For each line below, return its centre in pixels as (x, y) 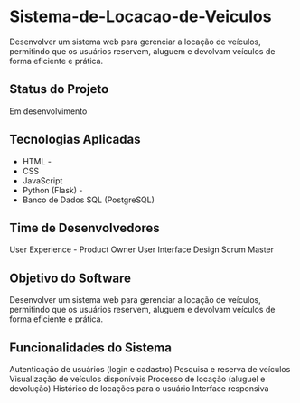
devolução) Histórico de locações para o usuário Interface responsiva (139, 389)
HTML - (37, 161)
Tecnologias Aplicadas (75, 140)
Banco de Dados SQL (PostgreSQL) (89, 200)
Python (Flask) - (52, 190)
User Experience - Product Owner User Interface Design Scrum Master (141, 249)
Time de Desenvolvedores (84, 228)
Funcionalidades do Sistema (90, 347)
